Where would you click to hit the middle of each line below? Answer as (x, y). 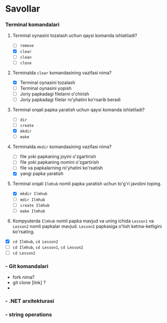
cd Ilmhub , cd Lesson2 (35, 241)
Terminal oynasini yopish (46, 88)
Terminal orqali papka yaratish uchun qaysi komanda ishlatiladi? (78, 110)
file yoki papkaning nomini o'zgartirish (59, 162)
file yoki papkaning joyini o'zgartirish (58, 157)
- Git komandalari (27, 266)
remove (27, 46)
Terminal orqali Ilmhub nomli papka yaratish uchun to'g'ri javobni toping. (87, 184)
